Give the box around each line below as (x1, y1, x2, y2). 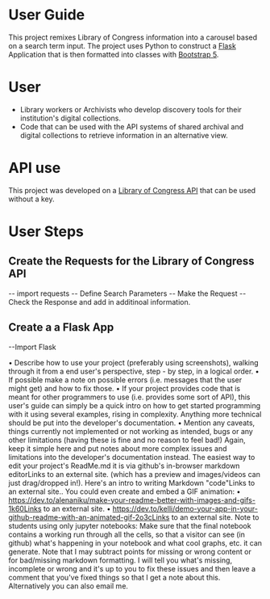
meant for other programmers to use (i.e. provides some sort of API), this (8, 392, 251, 402)
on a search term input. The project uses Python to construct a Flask (8, 40, 236, 50)
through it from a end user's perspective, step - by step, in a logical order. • (8, 366, 260, 376)
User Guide (8, 6, 85, 24)
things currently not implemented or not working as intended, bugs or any (8, 426, 254, 436)
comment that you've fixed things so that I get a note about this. (8, 572, 221, 582)
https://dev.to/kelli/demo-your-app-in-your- (112, 504, 258, 513)
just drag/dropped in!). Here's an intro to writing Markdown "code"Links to (8, 478, 255, 487)
